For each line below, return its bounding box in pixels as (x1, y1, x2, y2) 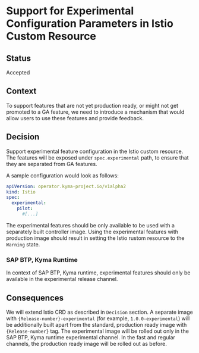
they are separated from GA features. (6, 160, 97, 167)
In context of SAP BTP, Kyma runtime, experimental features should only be (6, 269, 191, 276)
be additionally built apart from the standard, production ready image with (6, 321, 187, 328)
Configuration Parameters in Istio (6, 17, 173, 30)
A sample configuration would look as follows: (6, 171, 119, 179)
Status (6, 53, 31, 63)
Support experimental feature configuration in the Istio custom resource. (6, 148, 184, 155)
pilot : (17, 205, 33, 212)
